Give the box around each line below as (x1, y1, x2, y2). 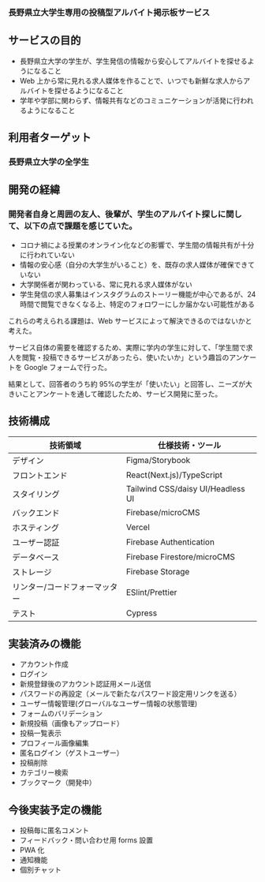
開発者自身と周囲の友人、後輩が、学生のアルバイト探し (8, 209, 218, 220)
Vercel (125, 521, 150, 533)
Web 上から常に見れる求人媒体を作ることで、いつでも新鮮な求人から (19, 76, 244, 85)
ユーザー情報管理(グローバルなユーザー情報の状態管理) (19, 699, 198, 708)
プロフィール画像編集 (19, 738, 89, 748)
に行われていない (19, 250, 75, 260)
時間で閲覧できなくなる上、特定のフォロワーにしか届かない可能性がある (19, 299, 255, 308)
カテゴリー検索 (19, 768, 69, 778)
